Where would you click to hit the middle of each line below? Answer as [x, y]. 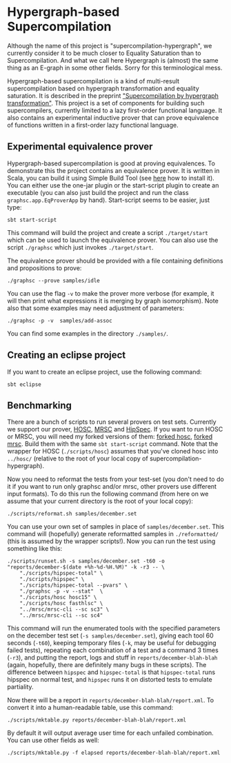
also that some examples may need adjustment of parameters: [96, 308]
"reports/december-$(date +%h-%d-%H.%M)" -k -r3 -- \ [86, 567]
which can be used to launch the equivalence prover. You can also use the [113, 240]
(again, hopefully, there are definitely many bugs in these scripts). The [107, 665]
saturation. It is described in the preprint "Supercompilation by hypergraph [113, 95]
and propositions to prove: [44, 268]
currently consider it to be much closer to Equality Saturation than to [104, 53]
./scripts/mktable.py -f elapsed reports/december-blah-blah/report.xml [114, 753]
